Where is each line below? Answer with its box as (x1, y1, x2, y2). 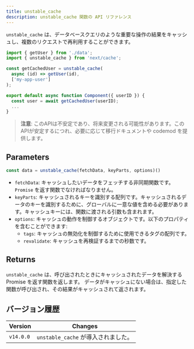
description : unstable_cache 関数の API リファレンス (6, 14, 132, 20)
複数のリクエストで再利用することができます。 (21, 38, 134, 45)
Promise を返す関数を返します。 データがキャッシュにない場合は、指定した (6, 278, 187, 285)
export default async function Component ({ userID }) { (6, 92, 145, 98)
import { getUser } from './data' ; (6, 50, 93, 56)
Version (9, 322, 32, 330)
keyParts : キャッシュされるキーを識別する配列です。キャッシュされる (14, 193, 182, 201)
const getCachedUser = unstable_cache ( (6, 65, 103, 72)
